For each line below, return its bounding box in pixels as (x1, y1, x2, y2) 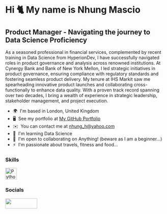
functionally (5, 87, 30, 93)
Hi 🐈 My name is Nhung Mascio (5, 4, 141, 16)
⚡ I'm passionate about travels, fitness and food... (12, 142, 118, 147)
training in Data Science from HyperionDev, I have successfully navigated (5, 54, 159, 60)
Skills (5, 156, 19, 163)
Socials (5, 187, 24, 194)
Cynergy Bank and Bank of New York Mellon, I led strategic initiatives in (5, 66, 155, 71)
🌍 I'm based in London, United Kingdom (12, 108, 99, 114)
